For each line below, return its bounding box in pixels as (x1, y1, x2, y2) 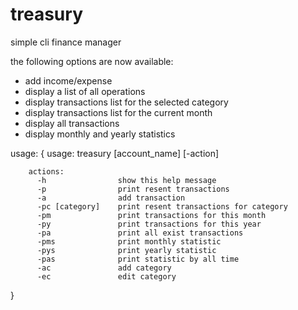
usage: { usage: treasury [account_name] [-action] (10, 147, 220, 159)
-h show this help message (36, 175, 217, 185)
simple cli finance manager (10, 36, 122, 48)
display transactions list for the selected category (24, 96, 229, 108)
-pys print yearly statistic (36, 245, 217, 255)
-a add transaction (36, 193, 186, 203)
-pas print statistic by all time (36, 254, 240, 264)
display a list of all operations (24, 85, 146, 97)
